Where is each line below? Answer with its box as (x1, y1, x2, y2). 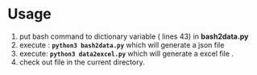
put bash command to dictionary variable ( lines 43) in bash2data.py (19, 31, 249, 41)
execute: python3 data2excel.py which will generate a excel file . (19, 48, 234, 58)
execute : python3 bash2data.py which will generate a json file (19, 40, 225, 49)
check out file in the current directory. (19, 57, 146, 67)
